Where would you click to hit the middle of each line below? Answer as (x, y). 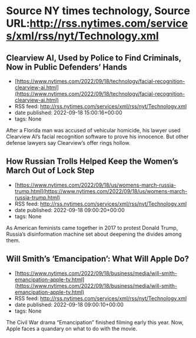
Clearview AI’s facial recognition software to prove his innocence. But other (97, 136)
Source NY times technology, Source (98, 11)
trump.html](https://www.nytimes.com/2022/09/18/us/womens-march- (101, 191)
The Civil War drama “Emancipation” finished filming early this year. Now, (95, 322)
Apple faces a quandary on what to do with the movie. (72, 329)
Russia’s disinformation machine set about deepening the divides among (94, 234)
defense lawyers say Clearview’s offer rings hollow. (68, 143)
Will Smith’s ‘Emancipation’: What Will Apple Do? (98, 259)
